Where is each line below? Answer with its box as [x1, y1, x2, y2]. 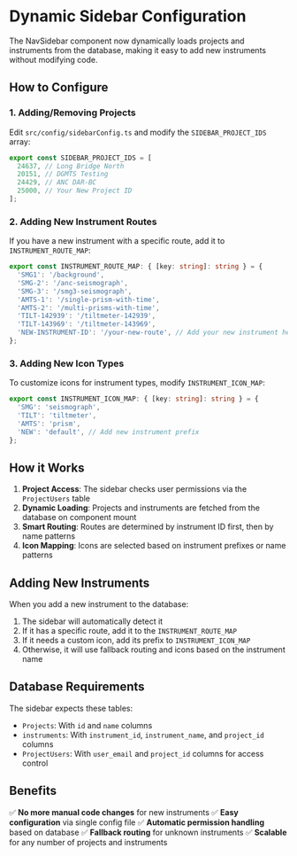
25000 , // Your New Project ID [17, 186, 133, 196]
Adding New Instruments [9, 575, 150, 590]
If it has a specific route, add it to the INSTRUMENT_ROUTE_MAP [21, 626, 237, 636]
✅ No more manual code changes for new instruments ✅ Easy [9, 806, 239, 817]
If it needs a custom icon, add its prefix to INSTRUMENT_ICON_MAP [21, 635, 251, 646]
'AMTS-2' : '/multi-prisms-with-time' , [17, 303, 161, 312]
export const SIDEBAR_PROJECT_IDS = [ [9, 153, 152, 162]
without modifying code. [9, 54, 98, 65]
